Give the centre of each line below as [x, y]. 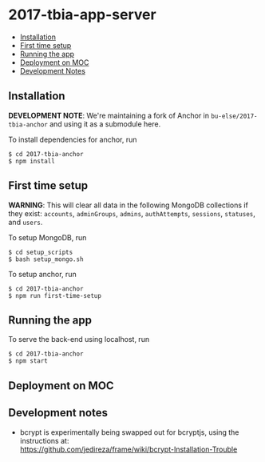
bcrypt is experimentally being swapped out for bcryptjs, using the [129, 432]
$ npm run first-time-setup [55, 295]
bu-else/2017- [234, 116]
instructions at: [44, 440]
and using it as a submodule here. [105, 124]
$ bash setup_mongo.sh [46, 259]
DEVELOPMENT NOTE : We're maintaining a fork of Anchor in [109, 115]
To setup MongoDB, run [47, 237]
